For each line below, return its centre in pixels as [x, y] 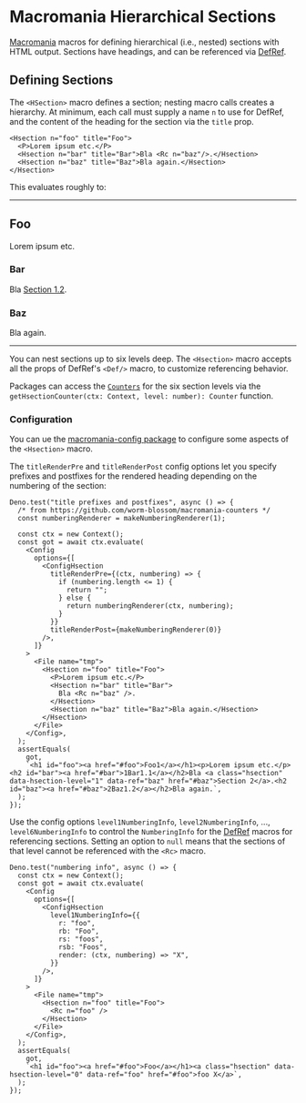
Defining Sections [61, 81]
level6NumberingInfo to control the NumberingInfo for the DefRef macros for [151, 832]
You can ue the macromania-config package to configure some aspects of [149, 440]
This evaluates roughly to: [58, 187]
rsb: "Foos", [82, 947]
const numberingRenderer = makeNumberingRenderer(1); [122, 519]
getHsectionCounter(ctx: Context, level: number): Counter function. [142, 396]
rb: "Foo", [79, 931]
